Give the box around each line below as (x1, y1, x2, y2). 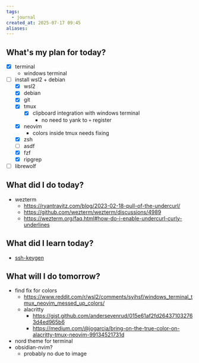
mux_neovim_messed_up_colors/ (23, 299, 105, 307)
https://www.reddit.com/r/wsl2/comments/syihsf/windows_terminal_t (23, 293, 193, 301)
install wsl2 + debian (14, 76, 65, 83)
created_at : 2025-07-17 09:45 (6, 20, 81, 26)
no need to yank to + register (41, 116, 112, 124)
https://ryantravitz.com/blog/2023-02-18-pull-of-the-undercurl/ (23, 202, 181, 209)
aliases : (6, 25, 28, 31)
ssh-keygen (14, 254, 45, 261)
